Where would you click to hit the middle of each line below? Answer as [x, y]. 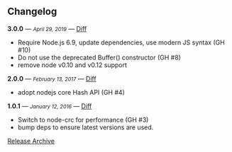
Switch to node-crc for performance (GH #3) [83, 119]
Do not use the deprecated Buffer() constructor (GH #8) [99, 57]
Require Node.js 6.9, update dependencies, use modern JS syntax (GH [121, 42]
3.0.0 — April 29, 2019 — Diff [47, 28]
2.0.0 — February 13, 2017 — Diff [52, 78]
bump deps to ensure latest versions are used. [85, 127]
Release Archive [31, 141]
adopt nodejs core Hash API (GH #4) [71, 92]
